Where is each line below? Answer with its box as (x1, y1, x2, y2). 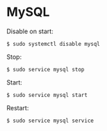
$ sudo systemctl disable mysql (6, 40, 100, 47)
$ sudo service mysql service (6, 117, 94, 124)
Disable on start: (6, 27, 53, 35)
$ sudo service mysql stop (6, 66, 85, 73)
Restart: (6, 103, 29, 112)
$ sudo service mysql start (6, 91, 88, 98)
